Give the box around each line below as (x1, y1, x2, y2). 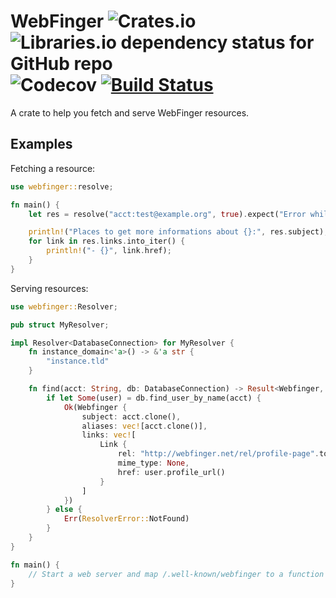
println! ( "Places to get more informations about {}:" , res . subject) (28, 227, 325, 237)
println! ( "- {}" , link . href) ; (46, 246, 172, 256)
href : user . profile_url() (117, 467, 226, 477)
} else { (46, 505, 83, 515)
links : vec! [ (81, 430, 137, 440)
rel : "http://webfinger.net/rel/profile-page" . (117, 449, 320, 459)
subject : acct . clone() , (81, 411, 182, 422)
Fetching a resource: (10, 162, 96, 174)
